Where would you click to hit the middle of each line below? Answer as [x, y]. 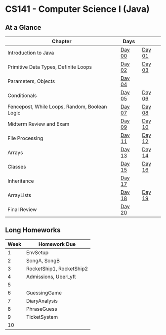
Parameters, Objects [31, 81]
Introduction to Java [31, 53]
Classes [17, 167]
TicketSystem [42, 317]
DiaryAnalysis [42, 301]
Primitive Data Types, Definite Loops [50, 67]
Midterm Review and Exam [39, 124]
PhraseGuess [42, 309]
